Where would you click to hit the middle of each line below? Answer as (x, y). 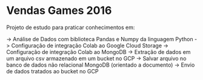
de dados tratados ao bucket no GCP (52, 71)
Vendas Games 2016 (59, 11)
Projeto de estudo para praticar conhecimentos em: (71, 27)
